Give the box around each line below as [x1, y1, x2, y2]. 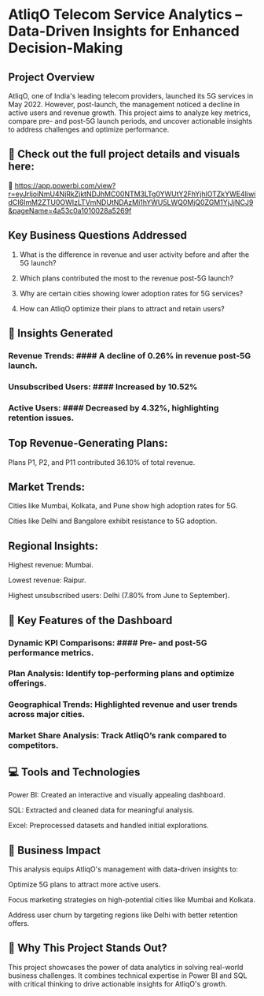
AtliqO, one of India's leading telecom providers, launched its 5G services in [8, 91, 254, 100]
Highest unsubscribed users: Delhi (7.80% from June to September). [8, 591, 230, 600]
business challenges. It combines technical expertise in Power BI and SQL [8, 971, 247, 980]
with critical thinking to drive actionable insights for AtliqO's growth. [8, 979, 228, 988]
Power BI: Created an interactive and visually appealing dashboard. [8, 790, 225, 800]
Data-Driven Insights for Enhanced [8, 22, 240, 40]
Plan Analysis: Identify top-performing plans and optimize [8, 668, 235, 679]
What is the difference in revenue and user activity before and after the [19, 250, 250, 259]
